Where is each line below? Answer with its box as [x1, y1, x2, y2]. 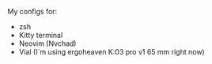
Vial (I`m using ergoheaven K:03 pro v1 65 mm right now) [18, 47, 205, 56]
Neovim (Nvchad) [18, 39, 77, 48]
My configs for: [7, 7, 58, 16]
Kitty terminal [18, 31, 63, 40]
